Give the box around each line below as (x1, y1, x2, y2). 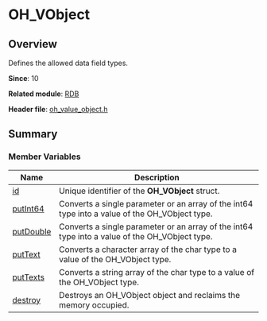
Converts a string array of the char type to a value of (59, 266, 255, 277)
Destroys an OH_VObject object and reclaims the (59, 289, 241, 300)
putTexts (12, 272, 45, 283)
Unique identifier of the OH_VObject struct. (59, 185, 220, 196)
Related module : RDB (8, 89, 79, 99)
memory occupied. (59, 300, 130, 311)
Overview (8, 37, 58, 51)
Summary (8, 127, 58, 141)
